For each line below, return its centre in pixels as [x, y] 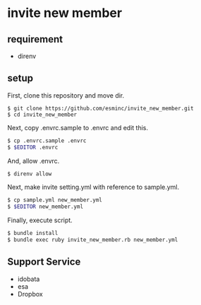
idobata [29, 279]
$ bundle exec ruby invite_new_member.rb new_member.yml [93, 240]
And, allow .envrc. [33, 161]
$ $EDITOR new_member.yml [45, 207]
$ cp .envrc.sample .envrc [47, 140]
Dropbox [30, 294]
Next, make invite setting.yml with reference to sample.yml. [93, 187]
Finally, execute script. [40, 220]
